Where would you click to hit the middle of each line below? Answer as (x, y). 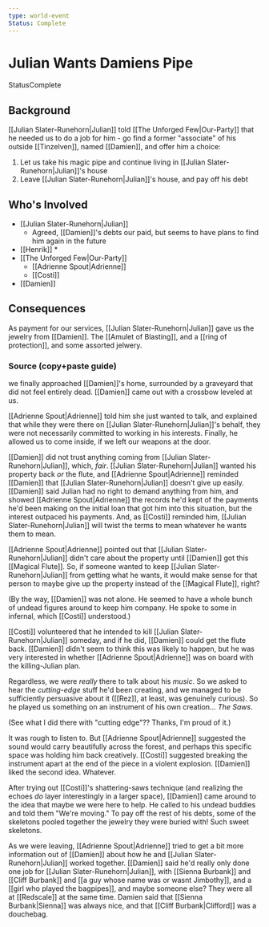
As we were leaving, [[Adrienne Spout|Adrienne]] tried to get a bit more (126, 846)
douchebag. (28, 914)
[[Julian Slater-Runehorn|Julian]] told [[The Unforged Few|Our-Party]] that (131, 130)
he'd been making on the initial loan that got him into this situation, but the (130, 508)
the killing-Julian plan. (45, 666)
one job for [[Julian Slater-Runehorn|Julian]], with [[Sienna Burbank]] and (129, 872)
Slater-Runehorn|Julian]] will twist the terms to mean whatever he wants (127, 526)
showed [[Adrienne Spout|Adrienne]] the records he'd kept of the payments (133, 500)
